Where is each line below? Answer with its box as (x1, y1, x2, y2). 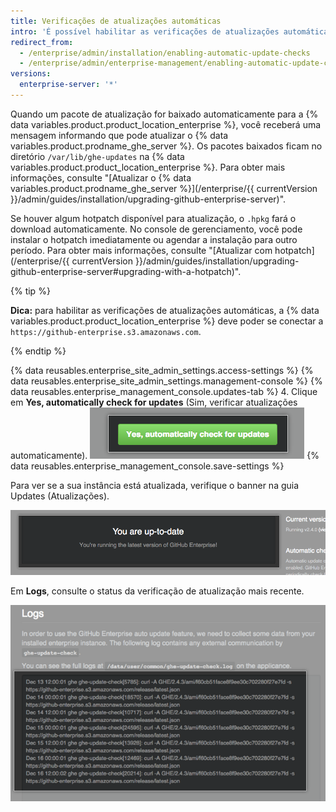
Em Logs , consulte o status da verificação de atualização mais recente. (10, 585, 305, 597)
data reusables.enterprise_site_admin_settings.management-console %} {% (10, 375, 323, 387)
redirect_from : (10, 37, 74, 47)
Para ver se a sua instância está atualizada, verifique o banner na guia (10, 479, 300, 491)
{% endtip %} (10, 345, 67, 357)
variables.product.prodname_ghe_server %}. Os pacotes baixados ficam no (10, 140, 323, 152)
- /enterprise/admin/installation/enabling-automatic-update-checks (19, 48, 311, 58)
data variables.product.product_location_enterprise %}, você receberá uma (10, 118, 322, 130)
